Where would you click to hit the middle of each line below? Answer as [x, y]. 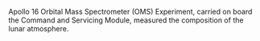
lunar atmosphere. [39, 29]
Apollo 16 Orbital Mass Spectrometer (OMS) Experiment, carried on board [130, 12]
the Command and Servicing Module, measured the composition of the [126, 20]
